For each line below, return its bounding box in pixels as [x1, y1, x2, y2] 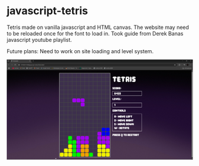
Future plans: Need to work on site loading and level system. [6, 47, 154, 54]
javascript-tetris [6, 4, 88, 18]
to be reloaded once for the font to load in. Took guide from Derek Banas [6, 30, 184, 37]
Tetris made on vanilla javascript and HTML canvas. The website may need [6, 24, 190, 31]
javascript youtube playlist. [6, 36, 73, 43]
